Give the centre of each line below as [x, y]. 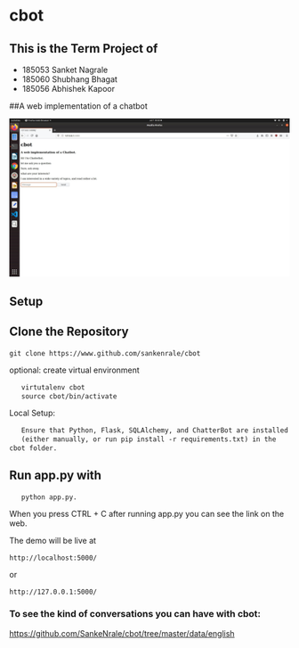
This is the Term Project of [84, 49]
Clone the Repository [69, 332]
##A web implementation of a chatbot [79, 106]
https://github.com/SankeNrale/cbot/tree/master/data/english [122, 633]
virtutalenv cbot [53, 387]
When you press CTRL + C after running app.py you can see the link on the [147, 513]
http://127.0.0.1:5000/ [53, 592]
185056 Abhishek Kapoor [69, 89]
